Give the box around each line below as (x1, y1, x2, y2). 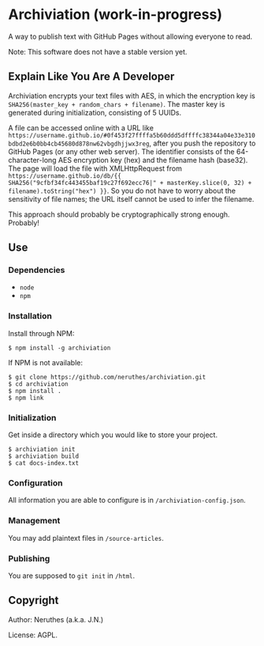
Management (8, 516, 61, 527)
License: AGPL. (8, 630, 58, 640)
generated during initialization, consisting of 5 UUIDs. (8, 108, 182, 117)
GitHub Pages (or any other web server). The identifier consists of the (8, 146, 235, 156)
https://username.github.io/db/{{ (8, 172, 122, 179)
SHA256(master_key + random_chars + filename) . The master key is (8, 99, 225, 108)
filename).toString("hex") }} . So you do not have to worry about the (8, 186, 236, 195)
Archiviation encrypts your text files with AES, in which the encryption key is (8, 91, 256, 100)
